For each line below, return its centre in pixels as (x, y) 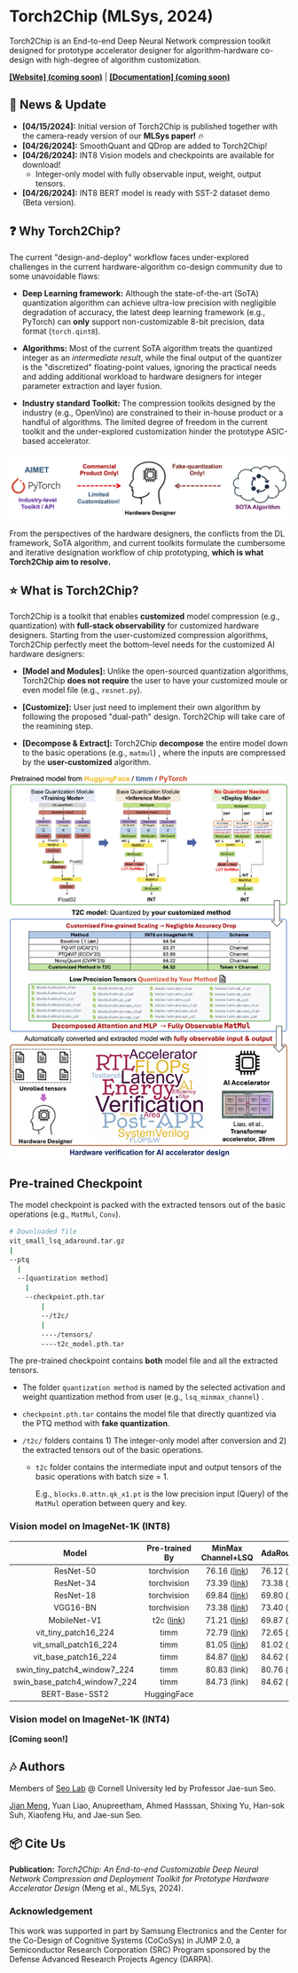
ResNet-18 (75, 1596)
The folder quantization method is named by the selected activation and (153, 1387)
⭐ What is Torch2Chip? (74, 591)
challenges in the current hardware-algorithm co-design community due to (146, 266)
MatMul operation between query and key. (111, 1503)
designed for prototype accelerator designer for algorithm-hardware (134, 50)
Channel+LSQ (227, 1558)
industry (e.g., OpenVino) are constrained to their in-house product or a (153, 412)
